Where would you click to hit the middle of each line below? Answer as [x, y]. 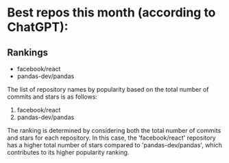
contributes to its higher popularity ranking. [68, 152]
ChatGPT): [38, 27]
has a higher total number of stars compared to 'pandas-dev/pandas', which [115, 145]
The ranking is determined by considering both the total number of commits [114, 130]
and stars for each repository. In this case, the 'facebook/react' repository [111, 138]
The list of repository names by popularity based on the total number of [108, 89]
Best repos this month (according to [111, 13]
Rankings [27, 52]
